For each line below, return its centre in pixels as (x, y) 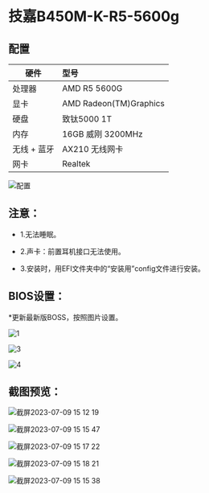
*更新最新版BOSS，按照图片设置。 (66, 317)
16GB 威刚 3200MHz (102, 134)
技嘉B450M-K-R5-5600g (94, 16)
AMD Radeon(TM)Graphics (113, 103)
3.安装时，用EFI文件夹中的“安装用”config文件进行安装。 (112, 268)
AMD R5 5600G (92, 88)
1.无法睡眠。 (40, 234)
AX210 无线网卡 (92, 149)
